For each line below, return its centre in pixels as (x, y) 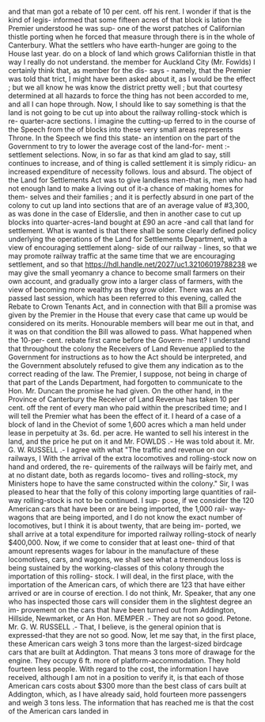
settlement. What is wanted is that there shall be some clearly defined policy (132, 230)
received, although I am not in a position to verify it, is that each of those (126, 677)
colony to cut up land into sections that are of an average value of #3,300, (129, 205)
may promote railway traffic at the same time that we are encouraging (122, 256)
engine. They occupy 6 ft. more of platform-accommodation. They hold (125, 661)
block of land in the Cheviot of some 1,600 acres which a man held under (127, 424)
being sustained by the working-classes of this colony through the (116, 568)
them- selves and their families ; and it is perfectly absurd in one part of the (131, 197)
